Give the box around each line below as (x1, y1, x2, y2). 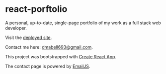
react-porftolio (5, 3, 68, 15)
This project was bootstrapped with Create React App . (5, 53, 117, 60)
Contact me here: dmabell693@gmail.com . (5, 44, 93, 50)
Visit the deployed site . (5, 35, 52, 40)
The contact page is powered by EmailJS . (5, 63, 90, 69)
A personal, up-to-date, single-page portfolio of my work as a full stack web (5, 20, 162, 26)
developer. (5, 25, 27, 31)
